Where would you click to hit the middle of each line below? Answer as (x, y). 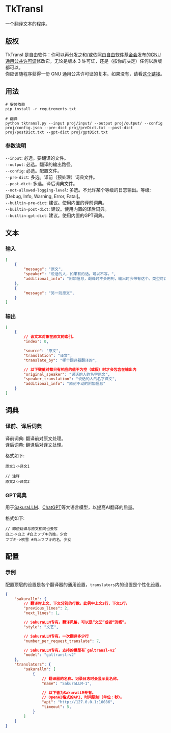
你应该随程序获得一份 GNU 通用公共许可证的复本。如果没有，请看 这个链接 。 (85, 74)
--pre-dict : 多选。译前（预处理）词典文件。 (51, 177)
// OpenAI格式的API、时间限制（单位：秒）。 (83, 697)
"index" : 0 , (36, 342)
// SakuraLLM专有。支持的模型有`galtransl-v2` (70, 650)
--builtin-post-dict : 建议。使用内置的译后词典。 (57, 209)
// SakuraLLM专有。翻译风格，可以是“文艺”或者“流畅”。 (76, 622)
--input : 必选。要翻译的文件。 (37, 158)
